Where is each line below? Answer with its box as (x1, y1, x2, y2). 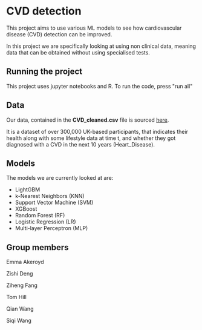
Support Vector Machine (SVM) (15, 199, 94, 206)
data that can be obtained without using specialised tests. (6, 48, 150, 56)
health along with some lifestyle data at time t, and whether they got (6, 134, 176, 142)
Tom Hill (6, 294, 27, 301)
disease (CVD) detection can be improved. (6, 30, 112, 38)
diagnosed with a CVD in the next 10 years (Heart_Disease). (6, 140, 155, 148)
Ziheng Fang (6, 282, 38, 289)
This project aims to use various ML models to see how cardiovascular (6, 24, 182, 31)
